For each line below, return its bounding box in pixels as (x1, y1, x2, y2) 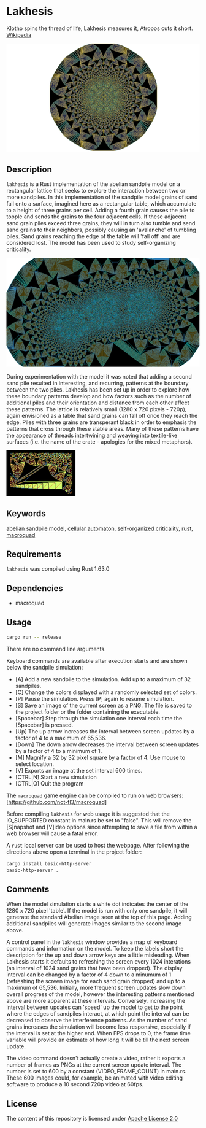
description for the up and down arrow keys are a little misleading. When (6, 951, 190, 959)
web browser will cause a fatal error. (6, 830, 99, 837)
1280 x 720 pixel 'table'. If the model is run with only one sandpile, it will (6, 907, 188, 914)
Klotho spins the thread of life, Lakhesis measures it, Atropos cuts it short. (6, 25, 193, 32)
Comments (6, 884, 50, 895)
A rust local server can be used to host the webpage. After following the (6, 841, 189, 849)
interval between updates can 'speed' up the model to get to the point (6, 1003, 183, 1011)
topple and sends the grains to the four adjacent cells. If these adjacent (6, 213, 186, 220)
